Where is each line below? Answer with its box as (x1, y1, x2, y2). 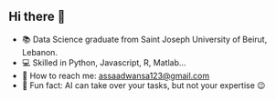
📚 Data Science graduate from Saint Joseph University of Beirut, (21, 34, 268, 45)
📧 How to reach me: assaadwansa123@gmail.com (21, 70, 210, 81)
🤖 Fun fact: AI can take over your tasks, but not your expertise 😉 (21, 79, 266, 91)
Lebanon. (21, 46, 58, 57)
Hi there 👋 (8, 9, 66, 25)
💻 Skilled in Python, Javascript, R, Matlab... (21, 56, 186, 68)
